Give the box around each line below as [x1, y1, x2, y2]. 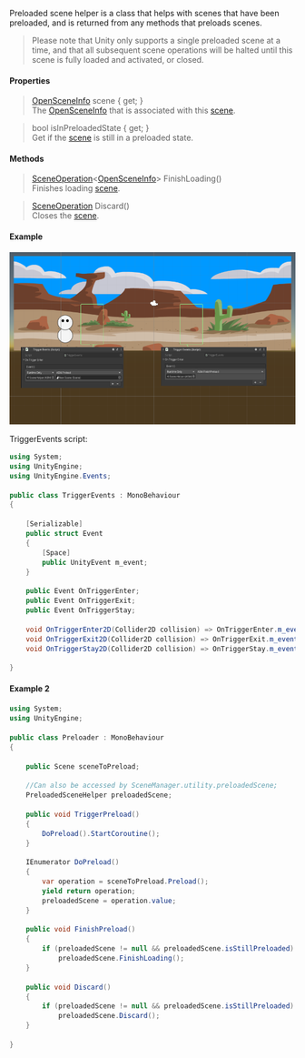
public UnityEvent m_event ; [42, 558, 148, 567]
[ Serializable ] [25, 519, 84, 529]
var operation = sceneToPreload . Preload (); [42, 877, 209, 886]
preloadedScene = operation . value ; [42, 896, 177, 905]
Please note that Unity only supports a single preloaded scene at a [31, 35, 281, 45]
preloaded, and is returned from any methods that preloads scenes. [9, 17, 262, 28]
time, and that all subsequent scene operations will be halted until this [31, 45, 293, 55]
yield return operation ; [42, 886, 136, 895]
